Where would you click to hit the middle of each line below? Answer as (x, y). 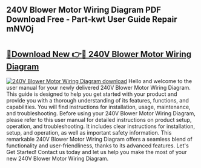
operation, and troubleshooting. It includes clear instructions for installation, (101, 126)
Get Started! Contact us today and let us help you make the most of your (97, 152)
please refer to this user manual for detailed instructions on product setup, (99, 120)
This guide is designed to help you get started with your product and (92, 94)
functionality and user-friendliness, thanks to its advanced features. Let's (97, 146)
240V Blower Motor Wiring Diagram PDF (84, 10)
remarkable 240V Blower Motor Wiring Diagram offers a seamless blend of (99, 139)
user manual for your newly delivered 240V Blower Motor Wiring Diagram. (98, 88)
